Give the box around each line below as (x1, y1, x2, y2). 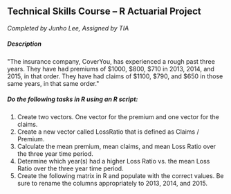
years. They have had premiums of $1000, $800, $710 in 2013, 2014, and (7, 64, 214, 73)
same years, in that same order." (7, 79, 100, 87)
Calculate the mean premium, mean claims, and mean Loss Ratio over (17, 142, 216, 150)
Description (7, 39, 42, 48)
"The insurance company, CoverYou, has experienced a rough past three (7, 57, 216, 65)
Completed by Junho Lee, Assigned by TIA (7, 24, 129, 32)
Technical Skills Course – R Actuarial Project (7, 6, 202, 17)
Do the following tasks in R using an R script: (7, 95, 138, 103)
